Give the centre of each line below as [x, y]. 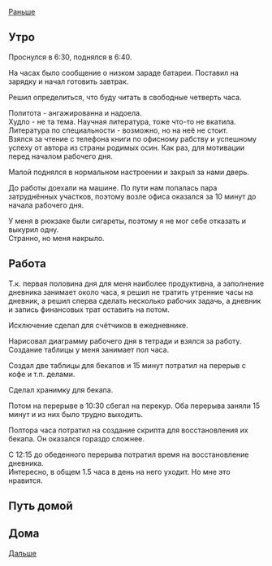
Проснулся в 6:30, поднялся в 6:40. [70, 57]
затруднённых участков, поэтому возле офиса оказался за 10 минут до [132, 196]
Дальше [22, 553]
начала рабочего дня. [46, 205]
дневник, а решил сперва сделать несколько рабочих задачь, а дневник [135, 301]
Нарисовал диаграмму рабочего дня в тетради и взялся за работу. [125, 340]
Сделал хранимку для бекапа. [61, 389]
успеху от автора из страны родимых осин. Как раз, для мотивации [127, 147]
